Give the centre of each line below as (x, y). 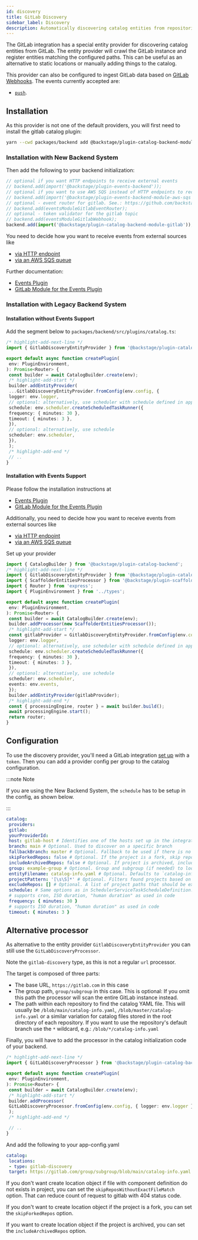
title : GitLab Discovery (37, 17)
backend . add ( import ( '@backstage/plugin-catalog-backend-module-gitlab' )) (99, 225)
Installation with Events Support (46, 476)
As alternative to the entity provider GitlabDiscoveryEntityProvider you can (98, 945)
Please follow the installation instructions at (59, 489)
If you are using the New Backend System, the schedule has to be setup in (96, 791)
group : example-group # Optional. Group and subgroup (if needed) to (96, 868)
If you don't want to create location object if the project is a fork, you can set (99, 1207)
